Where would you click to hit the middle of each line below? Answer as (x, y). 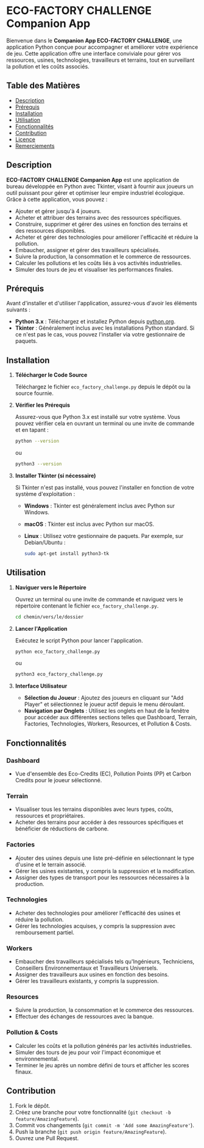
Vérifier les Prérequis (43, 405)
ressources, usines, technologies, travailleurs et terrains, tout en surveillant (100, 60)
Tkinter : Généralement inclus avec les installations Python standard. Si (105, 328)
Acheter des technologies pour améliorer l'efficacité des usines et (98, 913)
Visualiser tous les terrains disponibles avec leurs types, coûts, (94, 809)
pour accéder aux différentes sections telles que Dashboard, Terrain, (111, 718)
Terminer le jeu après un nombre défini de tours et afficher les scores (102, 1065)
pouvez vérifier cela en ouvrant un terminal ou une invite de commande (105, 423)
